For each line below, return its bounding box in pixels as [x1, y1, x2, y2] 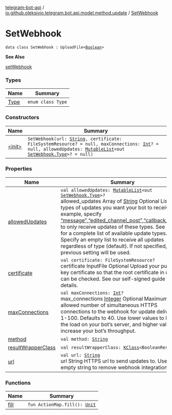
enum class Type [27, 99, 68, 105]
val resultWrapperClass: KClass [60, 344, 140, 350]
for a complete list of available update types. [60, 230, 167, 237]
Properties [5, 165, 32, 173]
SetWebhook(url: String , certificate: [27, 136, 122, 142]
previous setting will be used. [60, 249, 131, 256]
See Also [5, 53, 25, 60]
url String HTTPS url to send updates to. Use [60, 357, 167, 364]
